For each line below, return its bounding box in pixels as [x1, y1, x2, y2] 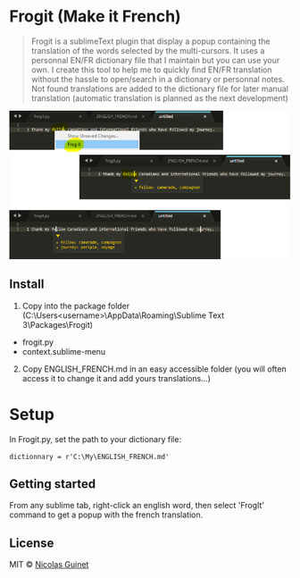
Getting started [9, 476, 96, 491]
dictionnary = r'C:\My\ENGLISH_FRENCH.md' [9, 452, 170, 461]
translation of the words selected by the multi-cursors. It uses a [30, 45, 265, 55]
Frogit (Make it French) [9, 6, 181, 27]
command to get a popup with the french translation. [9, 509, 204, 520]
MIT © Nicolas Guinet [9, 559, 89, 570]
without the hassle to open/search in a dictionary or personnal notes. [30, 73, 286, 84]
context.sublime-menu [21, 346, 106, 356]
